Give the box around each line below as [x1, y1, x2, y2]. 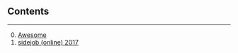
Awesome [17, 31, 47, 39]
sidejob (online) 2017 [17, 38, 79, 46]
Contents [7, 6, 50, 17]
